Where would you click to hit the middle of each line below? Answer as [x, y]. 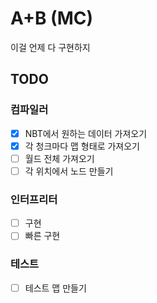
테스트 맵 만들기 [55, 288]
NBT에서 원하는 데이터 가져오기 [86, 133]
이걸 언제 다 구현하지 [50, 47]
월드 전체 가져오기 [59, 158]
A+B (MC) [52, 18]
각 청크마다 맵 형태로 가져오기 [82, 146]
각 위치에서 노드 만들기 [69, 171]
